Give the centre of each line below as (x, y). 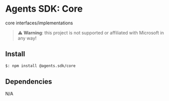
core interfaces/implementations (39, 23)
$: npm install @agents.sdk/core (40, 66)
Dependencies (29, 82)
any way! (27, 38)
